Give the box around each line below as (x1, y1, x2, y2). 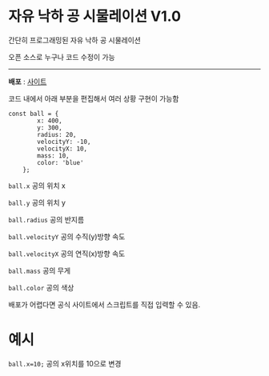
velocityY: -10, (37, 138, 91, 146)
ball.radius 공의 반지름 (8, 214, 85, 224)
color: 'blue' (37, 158, 84, 166)
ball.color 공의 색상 (8, 282, 74, 292)
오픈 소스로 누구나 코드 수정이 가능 (8, 52, 115, 62)
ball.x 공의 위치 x (8, 181, 66, 190)
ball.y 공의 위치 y (8, 198, 66, 207)
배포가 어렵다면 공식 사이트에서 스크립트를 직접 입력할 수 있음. (8, 299, 201, 309)
